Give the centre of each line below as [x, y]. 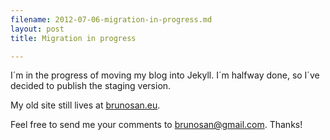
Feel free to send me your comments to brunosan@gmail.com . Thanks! [156, 125]
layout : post [37, 29]
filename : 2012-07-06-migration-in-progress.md [111, 19]
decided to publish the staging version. [91, 86]
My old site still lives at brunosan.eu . [85, 105]
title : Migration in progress [73, 38]
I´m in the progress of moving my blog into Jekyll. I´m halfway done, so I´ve [165, 75]
